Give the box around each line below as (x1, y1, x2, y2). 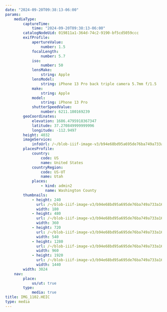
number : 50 (40, 63, 64, 68)
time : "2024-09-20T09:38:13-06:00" (31, 26, 106, 31)
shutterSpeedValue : (31, 105, 72, 110)
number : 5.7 (40, 53, 66, 59)
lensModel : (31, 77, 55, 82)
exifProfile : (23, 35, 50, 40)
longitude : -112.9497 (31, 128, 77, 133)
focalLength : (31, 49, 59, 54)
